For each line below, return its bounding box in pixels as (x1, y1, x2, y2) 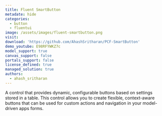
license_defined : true (5, 62, 52, 67)
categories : (5, 16, 30, 21)
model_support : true (5, 48, 48, 53)
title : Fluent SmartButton (5, 7, 61, 12)
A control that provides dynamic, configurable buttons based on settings (5, 89, 153, 95)
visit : (5, 35, 19, 40)
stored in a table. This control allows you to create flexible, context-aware (5, 95, 155, 101)
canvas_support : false (5, 53, 52, 58)
